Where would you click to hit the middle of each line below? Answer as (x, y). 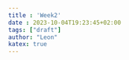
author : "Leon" (33, 37)
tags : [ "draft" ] (35, 30)
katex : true (28, 44)
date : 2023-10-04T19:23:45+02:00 (65, 23)
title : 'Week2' (35, 15)
